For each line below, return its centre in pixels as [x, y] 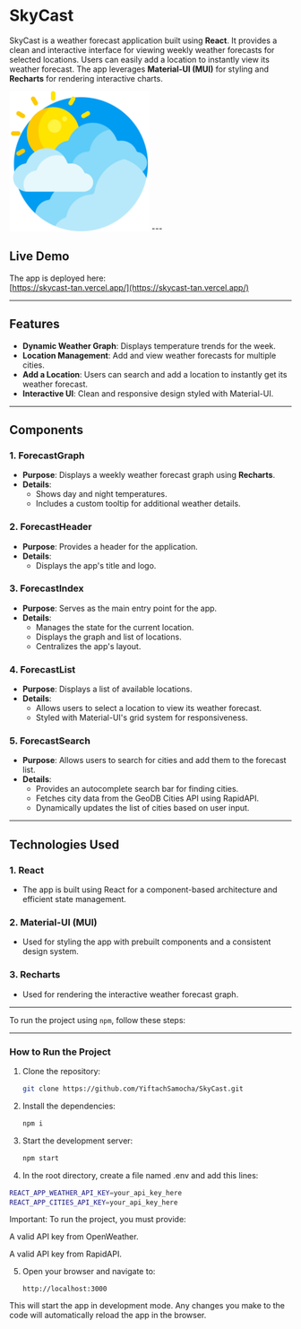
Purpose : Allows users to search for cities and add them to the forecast [154, 760]
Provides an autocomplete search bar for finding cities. [137, 789]
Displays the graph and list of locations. [108, 637]
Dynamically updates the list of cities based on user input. [142, 808]
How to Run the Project [60, 1052]
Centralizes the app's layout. [88, 646]
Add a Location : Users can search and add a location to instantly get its [155, 374]
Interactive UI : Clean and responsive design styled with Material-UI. [148, 393]
